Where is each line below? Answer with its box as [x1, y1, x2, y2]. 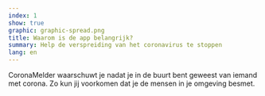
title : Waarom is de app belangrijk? [8, 33, 134, 42]
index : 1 [8, 11, 37, 20]
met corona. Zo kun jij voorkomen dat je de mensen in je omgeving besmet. [8, 79, 255, 88]
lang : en [8, 48, 37, 56]
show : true [8, 19, 45, 27]
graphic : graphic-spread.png [8, 26, 105, 34]
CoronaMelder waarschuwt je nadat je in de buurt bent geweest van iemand [8, 71, 258, 79]
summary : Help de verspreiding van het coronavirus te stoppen [8, 41, 223, 49]
